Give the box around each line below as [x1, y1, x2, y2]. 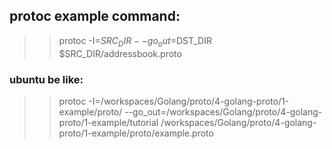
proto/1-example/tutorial [58, 116, 159, 128]
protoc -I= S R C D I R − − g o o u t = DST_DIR [58, 34, 212, 49]
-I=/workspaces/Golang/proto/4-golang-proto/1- [88, 95, 290, 107]
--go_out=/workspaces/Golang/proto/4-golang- [124, 105, 323, 118]
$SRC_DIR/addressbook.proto [58, 47, 182, 59]
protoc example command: [9, 8, 181, 25]
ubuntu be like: [9, 72, 84, 86]
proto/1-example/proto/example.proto [58, 127, 214, 139]
